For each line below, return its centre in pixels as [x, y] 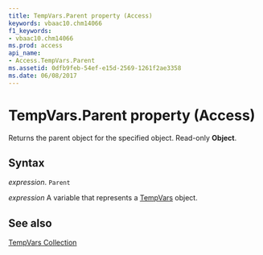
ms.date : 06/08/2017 [43, 76]
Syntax [27, 163]
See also [30, 223]
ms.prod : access [35, 46]
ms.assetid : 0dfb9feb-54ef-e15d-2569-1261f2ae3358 [95, 68]
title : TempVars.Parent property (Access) [80, 16]
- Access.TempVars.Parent [51, 61]
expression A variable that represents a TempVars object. [103, 198]
